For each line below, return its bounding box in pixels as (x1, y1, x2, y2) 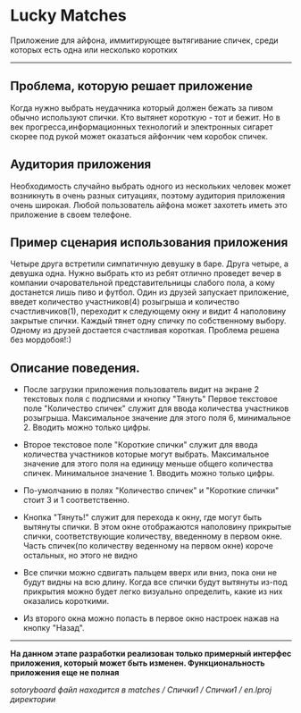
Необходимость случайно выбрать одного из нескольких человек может (10, 180, 291, 191)
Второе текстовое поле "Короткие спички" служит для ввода (22, 440, 258, 450)
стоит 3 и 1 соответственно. (22, 495, 130, 506)
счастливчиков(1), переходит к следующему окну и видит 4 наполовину (10, 306, 287, 317)
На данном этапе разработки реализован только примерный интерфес (10, 649, 292, 659)
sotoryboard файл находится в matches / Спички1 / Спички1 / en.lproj (10, 684, 272, 695)
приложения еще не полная (10, 667, 120, 678)
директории (10, 694, 56, 705)
